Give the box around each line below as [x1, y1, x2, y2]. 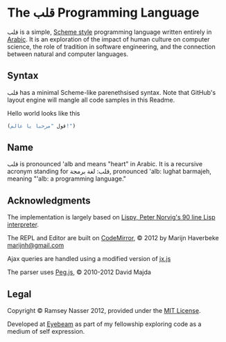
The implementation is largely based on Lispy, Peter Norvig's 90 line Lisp [7, 213, 216, 222]
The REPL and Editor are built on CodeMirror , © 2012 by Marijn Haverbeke [7, 234, 220, 242]
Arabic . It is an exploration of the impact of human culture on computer [7, 35, 210, 43]
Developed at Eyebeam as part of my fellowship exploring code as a [7, 320, 202, 328]
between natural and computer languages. [7, 50, 129, 58]
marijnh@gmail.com [7, 241, 64, 250]
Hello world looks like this [7, 109, 80, 117]
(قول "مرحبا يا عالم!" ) [7, 123, 76, 129]
